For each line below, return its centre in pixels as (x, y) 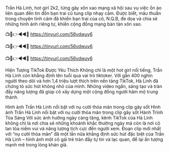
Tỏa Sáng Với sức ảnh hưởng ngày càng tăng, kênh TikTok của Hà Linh (79, 118)
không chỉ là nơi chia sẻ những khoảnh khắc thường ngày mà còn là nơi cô (83, 123)
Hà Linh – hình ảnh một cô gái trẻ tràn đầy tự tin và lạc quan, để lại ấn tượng (84, 139)
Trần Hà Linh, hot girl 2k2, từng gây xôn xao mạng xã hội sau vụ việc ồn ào (83, 8)
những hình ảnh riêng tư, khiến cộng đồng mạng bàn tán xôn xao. (74, 24)
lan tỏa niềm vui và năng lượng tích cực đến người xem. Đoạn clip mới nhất (83, 129)
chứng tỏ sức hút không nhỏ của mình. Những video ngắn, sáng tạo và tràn (84, 86)
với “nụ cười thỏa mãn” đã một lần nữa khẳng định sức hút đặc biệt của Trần (85, 134)
